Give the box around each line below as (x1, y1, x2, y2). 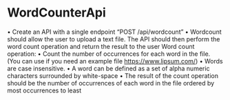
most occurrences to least (7, 86, 81, 94)
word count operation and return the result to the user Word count (7, 42, 195, 50)
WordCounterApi (7, 5, 107, 21)
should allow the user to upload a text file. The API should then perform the (7, 34, 220, 43)
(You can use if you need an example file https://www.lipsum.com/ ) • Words (7, 57, 224, 65)
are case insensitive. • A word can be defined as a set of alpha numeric (7, 64, 210, 72)
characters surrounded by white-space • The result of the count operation (7, 71, 219, 80)
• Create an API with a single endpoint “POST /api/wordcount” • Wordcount (7, 28, 222, 36)
